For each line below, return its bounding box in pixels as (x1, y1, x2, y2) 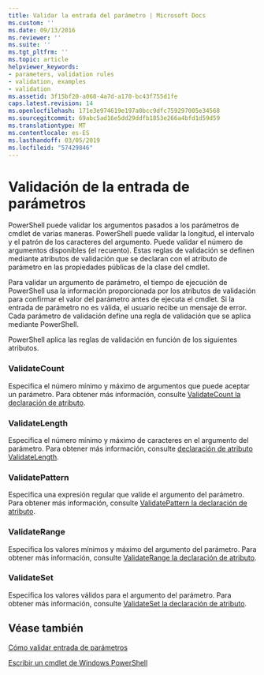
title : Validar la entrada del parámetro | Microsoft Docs (8, 11, 206, 20)
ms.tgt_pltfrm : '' (8, 48, 69, 56)
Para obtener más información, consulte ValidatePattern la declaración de (8, 498, 247, 508)
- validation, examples (8, 77, 87, 85)
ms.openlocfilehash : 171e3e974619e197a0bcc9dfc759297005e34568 (8, 107, 221, 115)
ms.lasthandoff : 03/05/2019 (8, 136, 101, 144)
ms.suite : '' (8, 41, 51, 49)
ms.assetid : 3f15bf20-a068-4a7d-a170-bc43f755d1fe (8, 92, 178, 100)
